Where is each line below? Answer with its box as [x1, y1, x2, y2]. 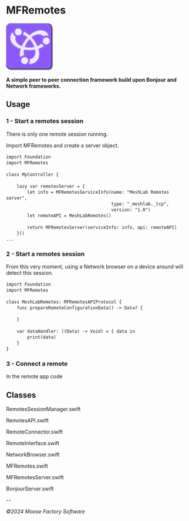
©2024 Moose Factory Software [6, 508, 85, 515]
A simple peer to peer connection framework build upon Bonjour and [6, 76, 177, 83]
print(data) [27, 334, 57, 340]
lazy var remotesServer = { [16, 183, 85, 189]
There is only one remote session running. [6, 130, 109, 137]
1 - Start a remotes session [6, 117, 84, 125]
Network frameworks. [6, 82, 62, 89]
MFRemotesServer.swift [6, 474, 64, 481]
